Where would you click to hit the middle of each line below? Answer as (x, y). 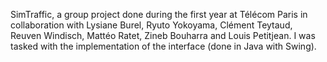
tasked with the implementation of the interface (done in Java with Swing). (163, 46)
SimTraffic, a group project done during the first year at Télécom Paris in (159, 14)
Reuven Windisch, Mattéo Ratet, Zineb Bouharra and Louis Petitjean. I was (163, 35)
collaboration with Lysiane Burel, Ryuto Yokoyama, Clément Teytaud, (151, 25)
